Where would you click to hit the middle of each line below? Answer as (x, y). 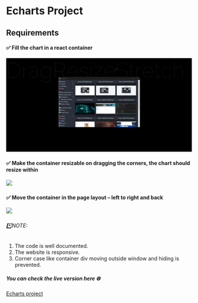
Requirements (32, 33)
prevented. (28, 265)
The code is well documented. (51, 246)
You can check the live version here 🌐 (53, 278)
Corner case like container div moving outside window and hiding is (97, 259)
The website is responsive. (47, 252)
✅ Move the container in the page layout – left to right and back (85, 197)
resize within (22, 170)
